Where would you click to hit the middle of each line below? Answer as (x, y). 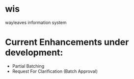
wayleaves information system (36, 22)
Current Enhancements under (67, 42)
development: (34, 53)
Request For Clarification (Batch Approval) (55, 71)
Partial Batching (28, 66)
